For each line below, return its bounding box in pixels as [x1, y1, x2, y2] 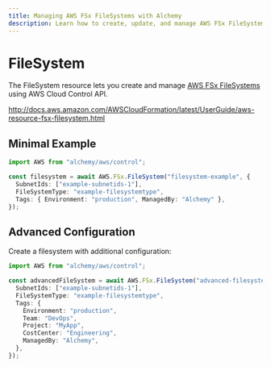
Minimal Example [8, 136, 97, 150]
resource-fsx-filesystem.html [8, 114, 106, 123]
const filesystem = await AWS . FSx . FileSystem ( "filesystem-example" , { [8, 173, 251, 181]
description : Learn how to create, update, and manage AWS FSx [8, 19, 226, 27]
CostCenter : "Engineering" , [23, 329, 117, 337]
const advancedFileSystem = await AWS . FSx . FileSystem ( [8, 277, 197, 285]
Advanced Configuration [8, 225, 135, 239]
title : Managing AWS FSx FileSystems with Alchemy [8, 11, 182, 20]
